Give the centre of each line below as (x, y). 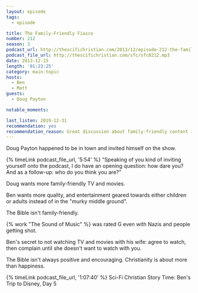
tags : (13, 17)
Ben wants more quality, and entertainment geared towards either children (96, 195)
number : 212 (21, 39)
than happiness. (26, 266)
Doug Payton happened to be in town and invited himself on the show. (91, 148)
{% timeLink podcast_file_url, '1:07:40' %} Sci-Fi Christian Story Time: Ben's (98, 278)
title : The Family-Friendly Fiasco (50, 33)
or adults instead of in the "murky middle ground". (67, 201)
